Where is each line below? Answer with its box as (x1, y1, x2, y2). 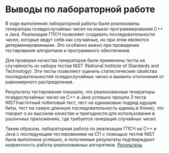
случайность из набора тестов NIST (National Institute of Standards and (5, 63, 159, 69)
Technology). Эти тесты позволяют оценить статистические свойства (5, 68, 157, 74)
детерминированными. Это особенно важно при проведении (5, 42, 139, 48)
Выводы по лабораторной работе (5, 4, 155, 15)
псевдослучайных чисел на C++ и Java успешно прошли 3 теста (5, 94, 147, 100)
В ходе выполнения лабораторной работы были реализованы (5, 20, 140, 26)
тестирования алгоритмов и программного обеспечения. (5, 47, 131, 53)
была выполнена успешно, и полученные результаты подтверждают (5, 136, 155, 142)
